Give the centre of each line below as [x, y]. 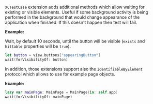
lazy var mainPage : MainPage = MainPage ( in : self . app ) [61, 92]
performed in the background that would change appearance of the [72, 17]
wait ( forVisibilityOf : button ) [37, 59]
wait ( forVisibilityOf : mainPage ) [39, 97]
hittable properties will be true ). [38, 46]
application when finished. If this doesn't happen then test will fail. [71, 22]
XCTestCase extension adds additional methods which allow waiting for [75, 7]
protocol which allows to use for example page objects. [60, 74]
